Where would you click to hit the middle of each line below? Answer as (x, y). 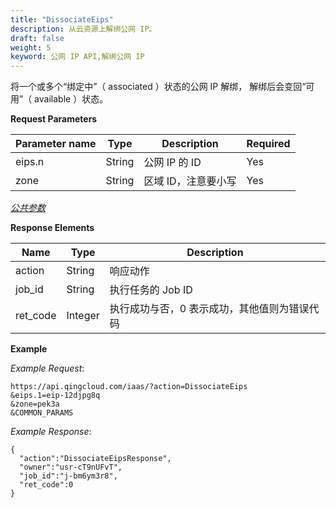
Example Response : (51, 432)
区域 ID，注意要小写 (190, 181)
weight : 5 (31, 47)
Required (268, 144)
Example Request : (47, 368)
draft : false (37, 38)
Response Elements (52, 228)
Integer (83, 316)
